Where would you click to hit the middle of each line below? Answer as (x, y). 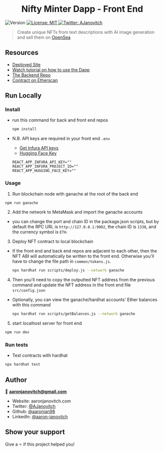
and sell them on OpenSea (44, 37)
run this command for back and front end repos (60, 120)
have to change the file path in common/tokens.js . (61, 261)
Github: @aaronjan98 (34, 412)
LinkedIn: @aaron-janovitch (40, 417)
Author (16, 380)
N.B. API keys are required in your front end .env (61, 139)
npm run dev (17, 332)
